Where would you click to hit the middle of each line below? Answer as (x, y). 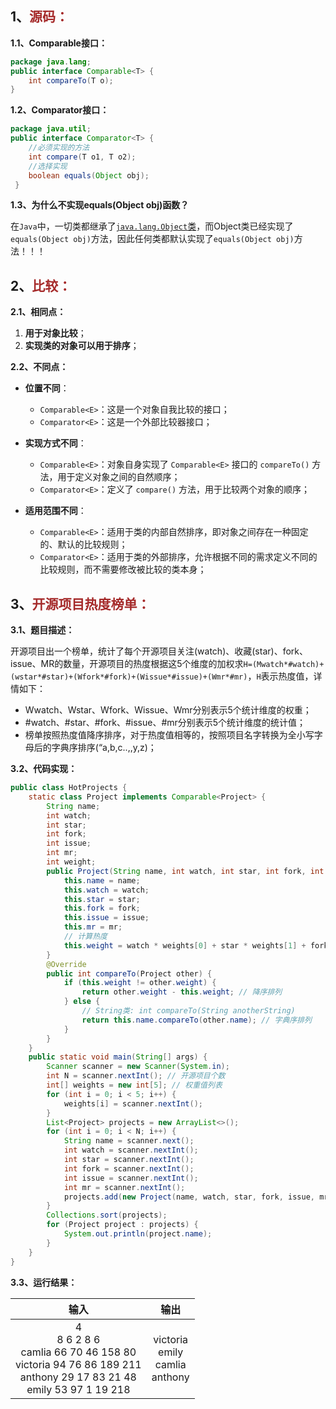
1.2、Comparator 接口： (60, 110)
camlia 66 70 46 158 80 (78, 1352)
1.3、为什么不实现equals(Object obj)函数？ (100, 205)
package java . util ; (51, 129)
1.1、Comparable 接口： (59, 43)
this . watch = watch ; (106, 890)
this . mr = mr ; (93, 927)
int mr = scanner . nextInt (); (124, 1187)
